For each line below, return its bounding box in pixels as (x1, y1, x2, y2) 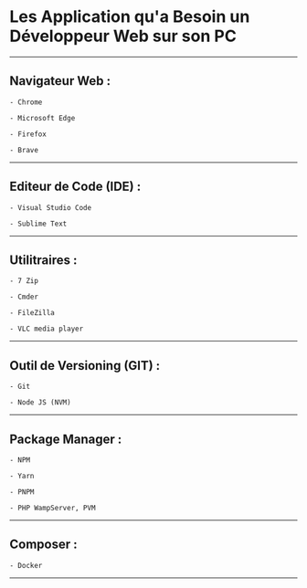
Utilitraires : (9, 252, 78, 268)
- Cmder (9, 292, 39, 302)
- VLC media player (9, 324, 84, 334)
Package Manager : (9, 431, 122, 446)
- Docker (9, 561, 43, 570)
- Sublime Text (9, 219, 68, 228)
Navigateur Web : (9, 73, 111, 89)
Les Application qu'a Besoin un (9, 6, 250, 27)
